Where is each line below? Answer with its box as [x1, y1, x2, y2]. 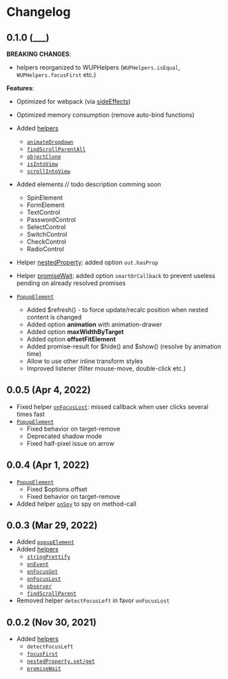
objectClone [26, 153, 61, 160]
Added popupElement [16, 538, 75, 546]
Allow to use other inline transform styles [26, 357, 143, 365]
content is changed [26, 313, 82, 321]
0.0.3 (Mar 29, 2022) [6, 520, 98, 531]
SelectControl [26, 223, 66, 231]
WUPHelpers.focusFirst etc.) [16, 70, 96, 79]
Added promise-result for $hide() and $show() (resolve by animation [26, 342, 222, 351]
